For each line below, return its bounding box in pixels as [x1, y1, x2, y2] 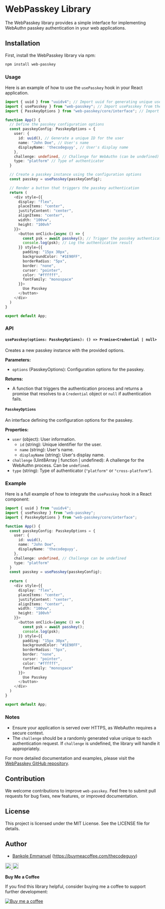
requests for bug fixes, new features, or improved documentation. [5, 793, 138, 799]
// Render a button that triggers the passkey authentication [9, 186, 139, 190]
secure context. [12, 730, 44, 736]
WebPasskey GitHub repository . [5, 760, 70, 766]
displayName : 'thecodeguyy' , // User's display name [18, 145, 129, 150]
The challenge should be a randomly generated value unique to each [12, 735, 152, 741]
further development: [5, 888, 48, 894]
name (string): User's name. [19, 446, 74, 452]
